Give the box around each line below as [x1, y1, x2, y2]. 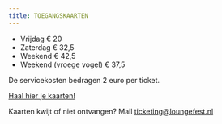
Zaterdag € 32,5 [19, 42, 75, 52]
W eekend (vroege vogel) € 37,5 [19, 60, 126, 69]
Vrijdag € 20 [19, 34, 62, 43]
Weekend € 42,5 [19, 51, 76, 60]
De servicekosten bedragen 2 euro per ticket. [8, 75, 160, 85]
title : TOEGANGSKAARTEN [8, 11, 89, 20]
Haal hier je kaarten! [8, 90, 75, 101]
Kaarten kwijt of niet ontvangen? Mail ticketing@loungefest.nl [8, 106, 214, 116]
